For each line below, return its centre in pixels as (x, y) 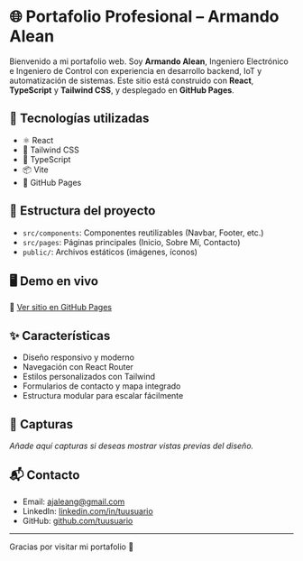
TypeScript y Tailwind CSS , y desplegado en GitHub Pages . (122, 90)
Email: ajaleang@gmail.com (73, 501)
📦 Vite (35, 170)
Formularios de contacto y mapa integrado (101, 386)
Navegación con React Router (78, 367)
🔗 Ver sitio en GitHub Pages (61, 308)
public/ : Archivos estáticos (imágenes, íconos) (110, 252)
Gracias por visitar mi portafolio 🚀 (72, 547)
